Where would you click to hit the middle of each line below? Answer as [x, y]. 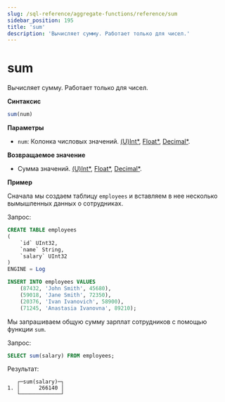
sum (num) [20, 114]
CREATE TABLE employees [42, 230]
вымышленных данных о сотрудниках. [65, 203]
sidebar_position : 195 [40, 20]
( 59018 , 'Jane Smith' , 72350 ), [66, 295]
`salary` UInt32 [44, 256]
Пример [20, 182]
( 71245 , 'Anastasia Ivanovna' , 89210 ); [78, 308]
